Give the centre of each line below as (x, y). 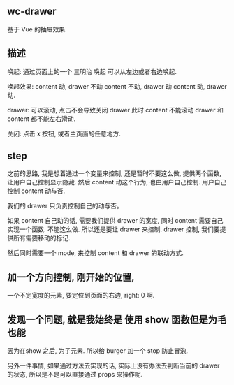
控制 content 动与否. (36, 191)
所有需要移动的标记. (42, 238)
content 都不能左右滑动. (42, 119)
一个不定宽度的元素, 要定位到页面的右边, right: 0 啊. (81, 296)
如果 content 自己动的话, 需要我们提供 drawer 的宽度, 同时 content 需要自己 (115, 221)
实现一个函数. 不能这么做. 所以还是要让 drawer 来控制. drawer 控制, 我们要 (114, 229)
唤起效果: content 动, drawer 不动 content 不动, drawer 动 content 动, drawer (117, 86)
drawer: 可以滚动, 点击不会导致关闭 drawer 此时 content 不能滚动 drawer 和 (115, 110)
